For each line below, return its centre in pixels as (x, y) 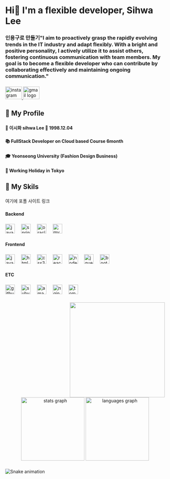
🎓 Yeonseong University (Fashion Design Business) (61, 156)
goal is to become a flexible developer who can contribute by (82, 64)
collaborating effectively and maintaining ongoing (68, 70)
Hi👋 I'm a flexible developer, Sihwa (79, 10)
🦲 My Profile (25, 113)
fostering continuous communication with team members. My (83, 57)
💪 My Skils (22, 187)
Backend (15, 214)
